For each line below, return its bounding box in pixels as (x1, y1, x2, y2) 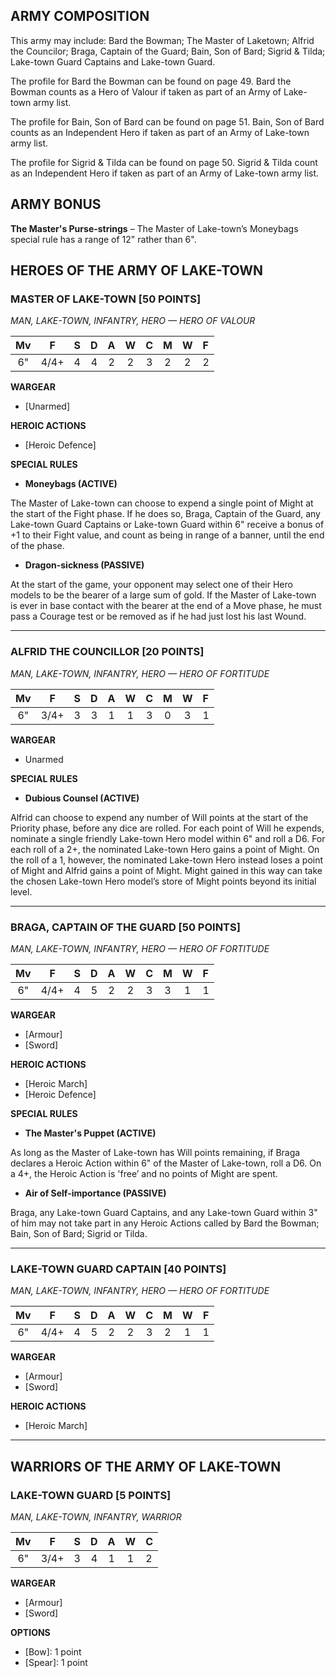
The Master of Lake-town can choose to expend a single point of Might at (10, 497, 314, 509)
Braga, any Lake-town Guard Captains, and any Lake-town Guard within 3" (10, 1206, 318, 1218)
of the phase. (10, 540, 65, 552)
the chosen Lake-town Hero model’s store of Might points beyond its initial (10, 875, 317, 887)
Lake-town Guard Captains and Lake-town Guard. (10, 55, 216, 68)
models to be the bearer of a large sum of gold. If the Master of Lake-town (10, 589, 317, 601)
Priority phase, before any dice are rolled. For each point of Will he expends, (10, 822, 325, 834)
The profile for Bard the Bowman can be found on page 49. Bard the (10, 75, 292, 87)
